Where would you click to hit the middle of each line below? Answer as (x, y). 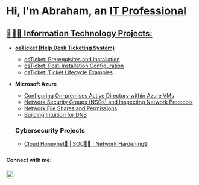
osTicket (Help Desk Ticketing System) (65, 48)
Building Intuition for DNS (55, 115)
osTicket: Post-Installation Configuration (74, 66)
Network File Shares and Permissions (71, 108)
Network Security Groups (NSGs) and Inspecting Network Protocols (108, 102)
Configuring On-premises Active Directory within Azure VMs (99, 96)
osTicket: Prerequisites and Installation (72, 59)
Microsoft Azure (36, 84)
